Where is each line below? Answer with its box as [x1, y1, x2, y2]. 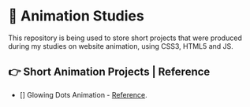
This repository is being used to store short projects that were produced [8, 33, 242, 42]
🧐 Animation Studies [8, 7, 144, 25]
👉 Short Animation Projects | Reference [8, 65, 211, 79]
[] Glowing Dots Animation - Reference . [19, 90, 147, 99]
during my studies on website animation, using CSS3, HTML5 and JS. [8, 41, 234, 50]
